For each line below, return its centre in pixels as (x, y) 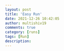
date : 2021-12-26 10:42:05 (32, 18)
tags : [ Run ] (17, 37)
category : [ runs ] (23, 32)
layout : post (18, 9)
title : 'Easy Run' (24, 14)
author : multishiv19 (26, 23)
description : (18, 41)
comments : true (20, 28)
